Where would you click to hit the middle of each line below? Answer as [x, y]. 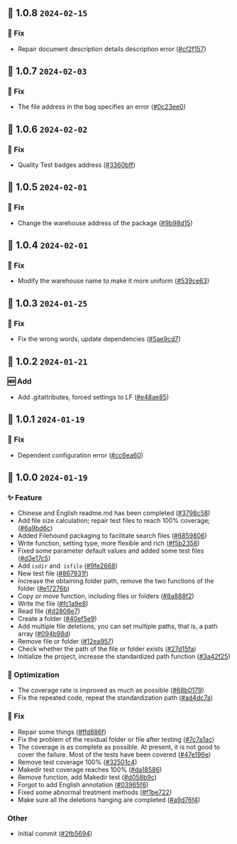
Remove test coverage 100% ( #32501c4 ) [77, 762]
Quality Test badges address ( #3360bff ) [77, 165]
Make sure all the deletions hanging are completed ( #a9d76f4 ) [109, 799]
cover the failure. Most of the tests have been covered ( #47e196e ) [114, 754]
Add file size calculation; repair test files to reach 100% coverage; [114, 521]
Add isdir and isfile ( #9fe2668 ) [68, 566]
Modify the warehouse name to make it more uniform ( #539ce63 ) [114, 281]
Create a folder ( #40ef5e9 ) [57, 619]
